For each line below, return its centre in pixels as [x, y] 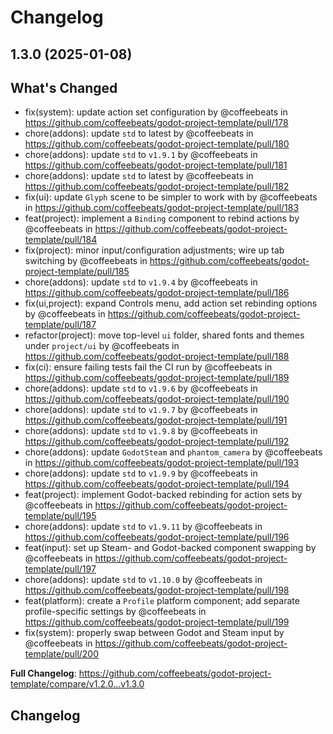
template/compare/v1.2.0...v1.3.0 [77, 684]
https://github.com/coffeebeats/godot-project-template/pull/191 [156, 420]
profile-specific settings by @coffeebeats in [115, 612]
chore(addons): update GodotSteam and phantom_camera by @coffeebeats [173, 452]
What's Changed [64, 87]
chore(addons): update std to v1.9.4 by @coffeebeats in [141, 282]
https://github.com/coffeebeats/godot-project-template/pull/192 [157, 442]
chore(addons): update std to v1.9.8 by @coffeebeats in [141, 431]
